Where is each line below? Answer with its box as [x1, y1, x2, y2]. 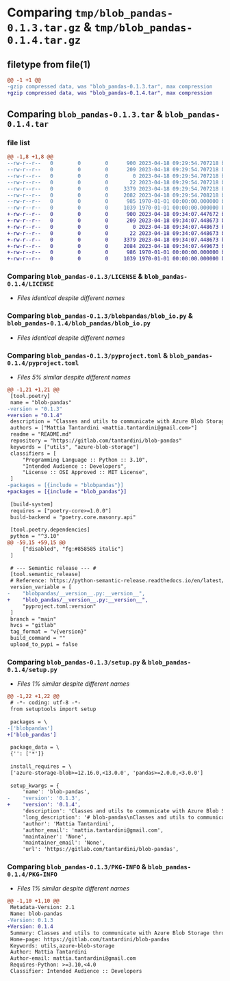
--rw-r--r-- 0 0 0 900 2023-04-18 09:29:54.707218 [7, 160, 219, 167]
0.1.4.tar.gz [7, 34, 81, 47]
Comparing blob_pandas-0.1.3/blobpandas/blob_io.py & [7, 311, 194, 321]
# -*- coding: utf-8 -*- [10, 699, 81, 706]
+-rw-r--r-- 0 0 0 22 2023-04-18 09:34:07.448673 [7, 229, 219, 237]
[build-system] [10, 501, 53, 508]
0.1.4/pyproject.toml [7, 359, 79, 367]
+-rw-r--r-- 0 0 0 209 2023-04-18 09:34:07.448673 [7, 217, 219, 224]
